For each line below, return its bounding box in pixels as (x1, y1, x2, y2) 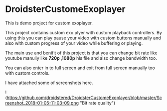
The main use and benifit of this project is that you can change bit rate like (5, 50, 158, 56)
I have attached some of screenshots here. (5, 80, 93, 86)
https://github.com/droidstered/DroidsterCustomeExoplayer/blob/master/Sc (6, 95, 163, 101)
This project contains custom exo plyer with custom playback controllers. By (5, 29, 162, 35)
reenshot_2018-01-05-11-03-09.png (5, 100, 79, 106)
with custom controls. (5, 70, 50, 76)
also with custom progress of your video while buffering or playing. (5, 40, 143, 46)
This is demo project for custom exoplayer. (5, 20, 93, 26)
